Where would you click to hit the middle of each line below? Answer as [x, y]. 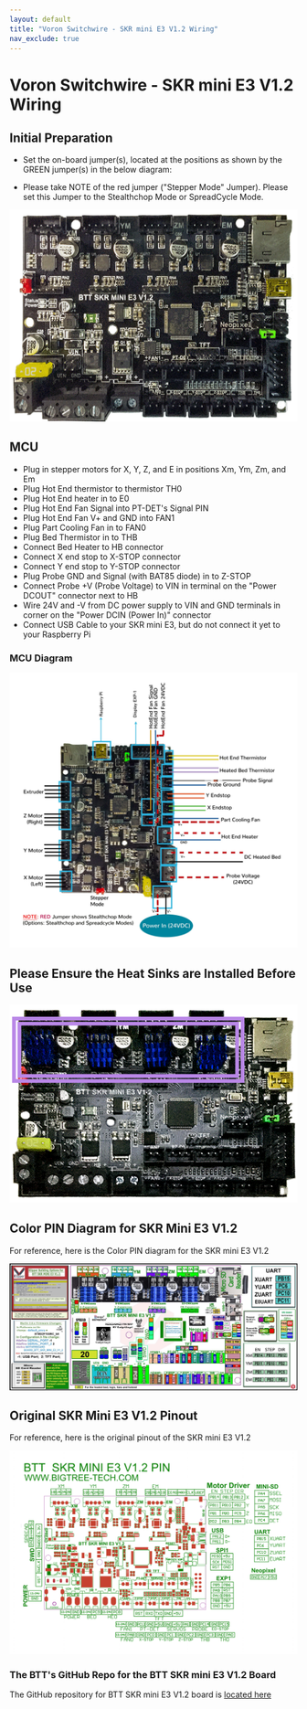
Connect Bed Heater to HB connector [93, 547]
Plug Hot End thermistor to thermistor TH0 [102, 488]
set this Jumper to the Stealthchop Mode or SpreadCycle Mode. [143, 197]
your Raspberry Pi [57, 634]
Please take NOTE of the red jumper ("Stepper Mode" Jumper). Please [155, 187]
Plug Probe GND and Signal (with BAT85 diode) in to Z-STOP [137, 576]
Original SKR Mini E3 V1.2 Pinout [104, 1415]
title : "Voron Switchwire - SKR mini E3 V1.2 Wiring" [114, 29]
